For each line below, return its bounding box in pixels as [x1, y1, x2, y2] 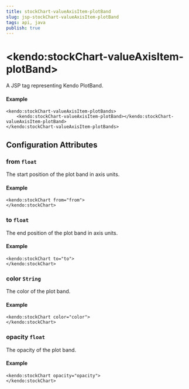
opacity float [6, 333, 46, 341]
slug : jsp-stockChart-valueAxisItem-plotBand [6, 14, 119, 20]
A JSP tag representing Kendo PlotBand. [6, 82, 104, 89]
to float [6, 216, 29, 224]
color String [6, 274, 41, 282]
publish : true [6, 25, 41, 31]
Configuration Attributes [6, 140, 98, 150]
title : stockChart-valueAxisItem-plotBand [6, 8, 111, 15]
